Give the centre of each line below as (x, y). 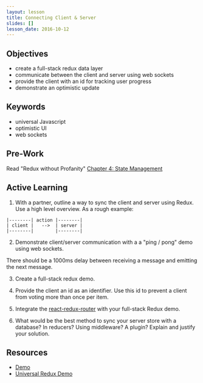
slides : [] (20, 23)
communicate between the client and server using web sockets (95, 75)
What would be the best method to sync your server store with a (96, 320)
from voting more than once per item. (62, 297)
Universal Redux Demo (44, 374)
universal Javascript (40, 121)
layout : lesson (26, 12)
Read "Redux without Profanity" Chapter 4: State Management (84, 168)
